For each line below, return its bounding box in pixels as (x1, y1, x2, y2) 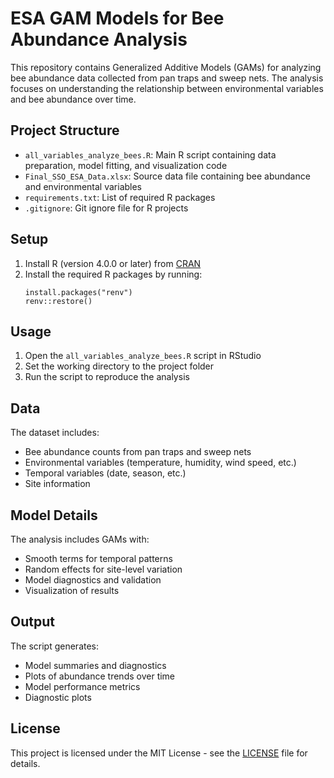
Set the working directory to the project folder (24, 360, 215, 372)
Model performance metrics (24, 680, 141, 692)
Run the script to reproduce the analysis (24, 371, 190, 383)
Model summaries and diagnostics (24, 659, 167, 671)
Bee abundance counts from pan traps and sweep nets (24, 446, 252, 458)
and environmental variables (24, 180, 143, 192)
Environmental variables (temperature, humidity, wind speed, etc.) (24, 457, 297, 469)
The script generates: (10, 640, 100, 652)
